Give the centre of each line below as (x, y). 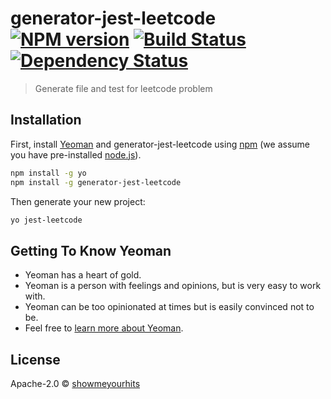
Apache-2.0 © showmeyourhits (75, 383)
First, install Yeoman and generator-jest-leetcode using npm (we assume (160, 144)
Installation (46, 120)
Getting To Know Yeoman (91, 250)
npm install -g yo (48, 173)
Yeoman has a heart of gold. (83, 275)
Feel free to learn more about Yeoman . (104, 328)
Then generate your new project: (78, 201)
